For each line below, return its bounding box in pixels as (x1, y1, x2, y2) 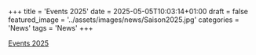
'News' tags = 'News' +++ (8, 24, 93, 32)
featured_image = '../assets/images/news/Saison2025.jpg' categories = (8, 15, 240, 24)
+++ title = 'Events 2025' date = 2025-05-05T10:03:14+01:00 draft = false (8, 7, 249, 16)
